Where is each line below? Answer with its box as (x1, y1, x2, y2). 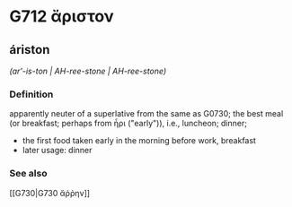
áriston (9, 42, 50, 57)
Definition (9, 88, 54, 100)
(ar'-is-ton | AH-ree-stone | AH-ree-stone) (9, 65, 167, 76)
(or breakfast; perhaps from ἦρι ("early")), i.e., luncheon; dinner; (9, 118, 247, 129)
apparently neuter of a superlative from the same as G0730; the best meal (9, 108, 284, 119)
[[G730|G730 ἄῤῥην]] (9, 187, 91, 198)
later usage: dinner (22, 145, 93, 156)
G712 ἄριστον (9, 6, 114, 27)
